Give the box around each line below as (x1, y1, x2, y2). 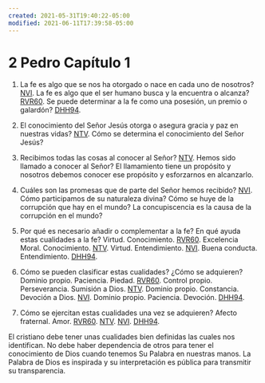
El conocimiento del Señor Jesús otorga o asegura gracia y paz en (19, 120, 239, 130)
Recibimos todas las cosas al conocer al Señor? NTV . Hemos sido (19, 153, 236, 163)
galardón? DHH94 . (19, 105, 81, 115)
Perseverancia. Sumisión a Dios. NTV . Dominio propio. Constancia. (19, 284, 239, 294)
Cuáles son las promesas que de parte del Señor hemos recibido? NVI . (19, 185, 253, 195)
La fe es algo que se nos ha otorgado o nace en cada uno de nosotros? (19, 80, 255, 89)
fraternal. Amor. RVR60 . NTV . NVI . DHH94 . (19, 317, 160, 326)
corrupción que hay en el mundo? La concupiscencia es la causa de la (19, 203, 251, 212)
